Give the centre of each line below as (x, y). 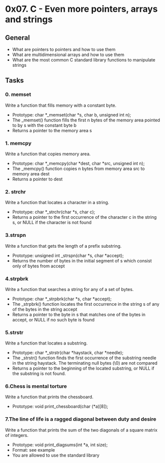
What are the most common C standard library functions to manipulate (84, 60)
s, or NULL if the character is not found (52, 223)
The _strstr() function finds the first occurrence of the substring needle (84, 358)
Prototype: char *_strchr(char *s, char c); (53, 212)
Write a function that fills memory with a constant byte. (61, 105)
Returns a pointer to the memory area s (52, 130)
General (18, 38)
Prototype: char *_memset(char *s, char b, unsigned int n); (72, 115)
